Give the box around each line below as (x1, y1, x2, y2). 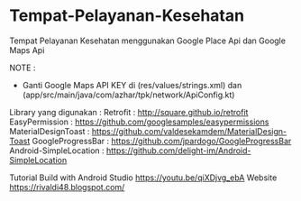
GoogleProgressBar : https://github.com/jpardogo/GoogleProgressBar (32, 135, 292, 146)
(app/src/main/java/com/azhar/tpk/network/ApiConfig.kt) (22, 89, 235, 100)
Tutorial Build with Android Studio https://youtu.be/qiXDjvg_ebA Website (9, 172, 278, 183)
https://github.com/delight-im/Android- (105, 145, 251, 156)
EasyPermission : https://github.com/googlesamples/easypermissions (9, 116, 269, 127)
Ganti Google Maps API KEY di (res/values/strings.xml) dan (22, 79, 242, 90)
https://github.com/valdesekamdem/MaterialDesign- (91, 125, 287, 136)
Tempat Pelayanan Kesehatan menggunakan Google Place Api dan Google (9, 35, 287, 46)
